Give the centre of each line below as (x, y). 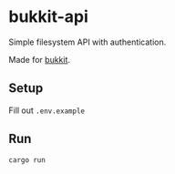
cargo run (27, 160)
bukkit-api (48, 17)
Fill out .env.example (47, 110)
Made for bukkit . (39, 59)
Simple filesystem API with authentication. (87, 42)
